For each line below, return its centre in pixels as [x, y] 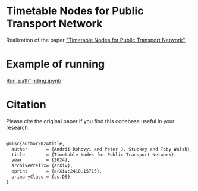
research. [18, 127]
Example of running [56, 64]
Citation [26, 105]
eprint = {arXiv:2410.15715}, [57, 171]
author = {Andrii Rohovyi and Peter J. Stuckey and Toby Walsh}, [102, 149]
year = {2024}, [41, 160]
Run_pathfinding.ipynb [34, 80]
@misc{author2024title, [36, 143]
